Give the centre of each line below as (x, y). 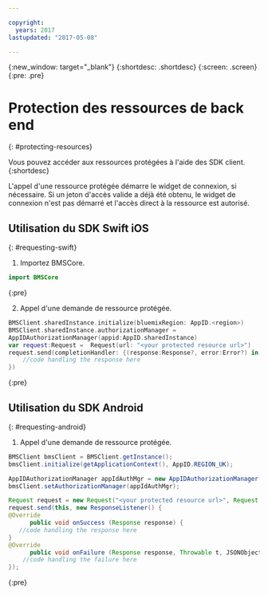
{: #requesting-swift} (43, 247)
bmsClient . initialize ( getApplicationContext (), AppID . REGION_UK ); (121, 464)
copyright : (26, 22)
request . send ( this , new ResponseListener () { (85, 508)
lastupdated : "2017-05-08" (53, 37)
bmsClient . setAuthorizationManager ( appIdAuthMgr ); (94, 486)
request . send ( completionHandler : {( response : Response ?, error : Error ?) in (134, 353)
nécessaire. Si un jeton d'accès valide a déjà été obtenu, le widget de (122, 195)
